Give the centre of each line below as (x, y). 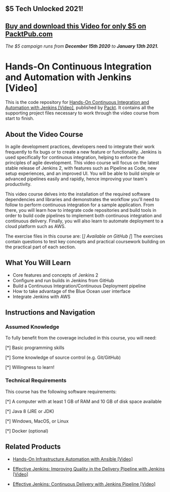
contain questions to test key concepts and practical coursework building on (85, 241)
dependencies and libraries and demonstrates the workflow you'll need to (82, 199)
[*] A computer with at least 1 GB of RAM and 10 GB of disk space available (83, 401)
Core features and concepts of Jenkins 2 (55, 275)
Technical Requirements (36, 381)
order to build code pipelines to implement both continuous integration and (83, 215)
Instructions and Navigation (50, 312)
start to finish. (20, 119)
